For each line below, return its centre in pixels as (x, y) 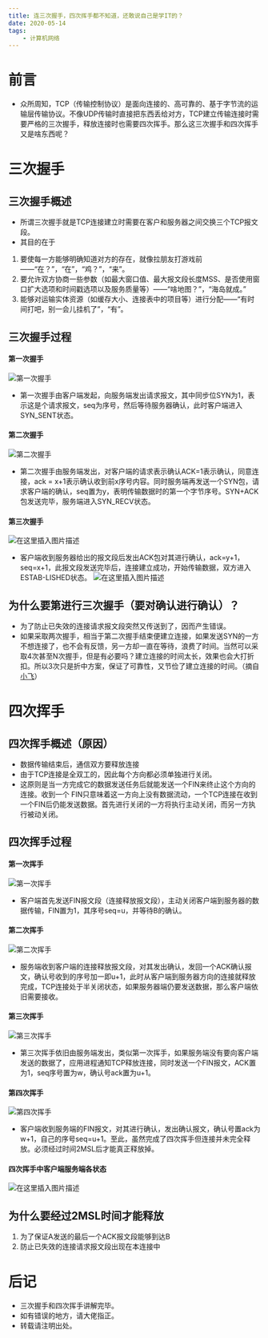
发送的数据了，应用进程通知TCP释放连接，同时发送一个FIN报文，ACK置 (138, 1063)
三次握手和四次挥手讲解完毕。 (69, 1306)
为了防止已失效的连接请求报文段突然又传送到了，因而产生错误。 (125, 626)
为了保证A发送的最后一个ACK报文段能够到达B (95, 1237)
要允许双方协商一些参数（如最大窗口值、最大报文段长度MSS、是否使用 (136, 279)
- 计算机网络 (41, 38)
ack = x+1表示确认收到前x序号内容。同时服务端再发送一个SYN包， (143, 481)
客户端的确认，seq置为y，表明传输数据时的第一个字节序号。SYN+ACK (143, 491)
